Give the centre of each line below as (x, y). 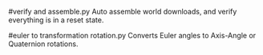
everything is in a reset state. (56, 20)
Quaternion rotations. (43, 44)
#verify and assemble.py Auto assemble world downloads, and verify (123, 12)
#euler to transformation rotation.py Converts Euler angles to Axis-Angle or (132, 35)
